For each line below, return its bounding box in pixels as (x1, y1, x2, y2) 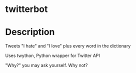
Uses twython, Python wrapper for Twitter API (5, 52, 100, 58)
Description (5, 26, 55, 38)
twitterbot (5, 3, 48, 15)
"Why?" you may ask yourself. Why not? (5, 62, 88, 68)
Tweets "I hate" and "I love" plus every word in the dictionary (5, 43, 131, 49)
